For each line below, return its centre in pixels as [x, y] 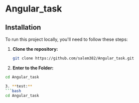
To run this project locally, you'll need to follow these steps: [66, 39]
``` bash [13, 91]
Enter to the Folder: [33, 68]
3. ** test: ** [19, 86]
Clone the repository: [35, 49]
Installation [23, 27]
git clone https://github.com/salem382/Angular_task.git [73, 58]
